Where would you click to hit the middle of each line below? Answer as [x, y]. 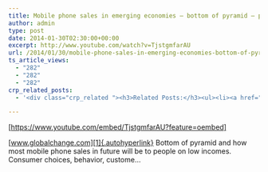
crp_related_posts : [41, 90]
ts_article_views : [39, 61]
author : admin [32, 23]
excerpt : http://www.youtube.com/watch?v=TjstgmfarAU [100, 46]
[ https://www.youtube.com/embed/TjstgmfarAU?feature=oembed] [118, 127]
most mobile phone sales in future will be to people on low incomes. [120, 151]
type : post [26, 30]
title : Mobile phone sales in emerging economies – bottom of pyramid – [132, 16]
